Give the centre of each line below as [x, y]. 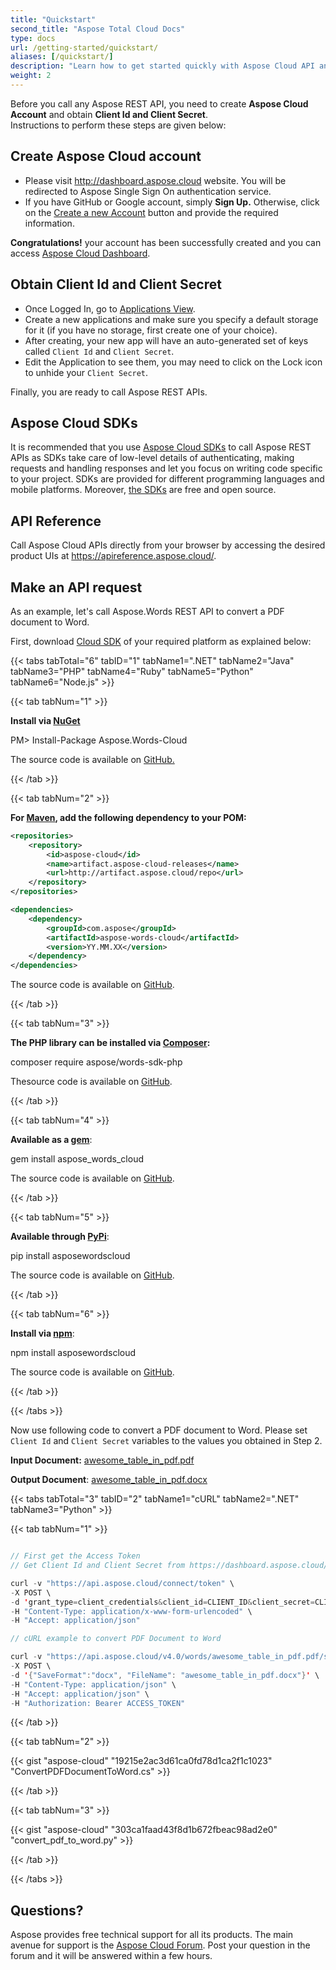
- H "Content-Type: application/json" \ [93, 1684]
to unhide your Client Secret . [86, 372]
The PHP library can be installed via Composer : [110, 1043]
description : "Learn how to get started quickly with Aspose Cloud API [162, 66]
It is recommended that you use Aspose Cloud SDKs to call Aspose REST [161, 447]
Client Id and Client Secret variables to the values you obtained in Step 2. [166, 1441]
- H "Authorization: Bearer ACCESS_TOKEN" [98, 1703]
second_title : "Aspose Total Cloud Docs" [98, 29]
